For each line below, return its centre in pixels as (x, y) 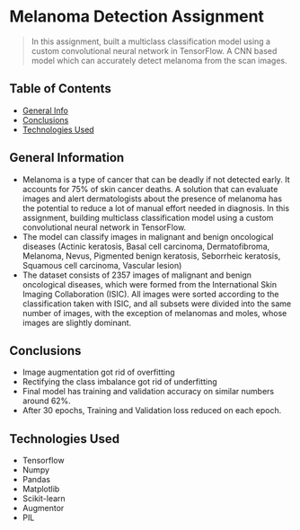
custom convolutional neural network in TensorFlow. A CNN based (154, 50)
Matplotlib (41, 489)
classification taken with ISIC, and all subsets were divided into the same (157, 304)
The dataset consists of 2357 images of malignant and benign (137, 275)
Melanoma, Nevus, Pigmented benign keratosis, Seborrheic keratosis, (151, 256)
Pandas (36, 480)
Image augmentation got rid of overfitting (98, 372)
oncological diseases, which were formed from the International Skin (149, 284)
